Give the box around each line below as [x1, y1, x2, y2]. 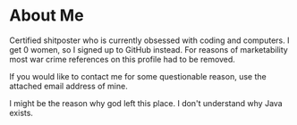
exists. [9, 107, 34, 118]
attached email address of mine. [9, 80, 128, 91]
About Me [9, 5, 84, 26]
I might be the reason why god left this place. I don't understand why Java [9, 97, 284, 108]
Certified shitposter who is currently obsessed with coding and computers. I [9, 35, 290, 46]
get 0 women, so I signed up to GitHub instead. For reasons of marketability [9, 44, 288, 54]
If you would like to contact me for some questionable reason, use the [9, 71, 267, 81]
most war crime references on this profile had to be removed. [9, 54, 235, 64]
